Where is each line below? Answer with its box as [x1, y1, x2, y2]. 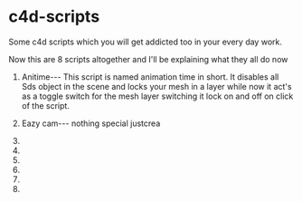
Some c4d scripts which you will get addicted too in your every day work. [8, 36, 282, 47]
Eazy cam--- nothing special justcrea [21, 118, 161, 129]
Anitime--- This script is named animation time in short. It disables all [21, 71, 279, 82]
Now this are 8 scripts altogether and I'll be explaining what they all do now [8, 53, 288, 64]
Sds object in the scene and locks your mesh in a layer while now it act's [21, 81, 292, 91]
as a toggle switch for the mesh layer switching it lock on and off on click [21, 91, 294, 101]
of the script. [21, 100, 70, 111]
